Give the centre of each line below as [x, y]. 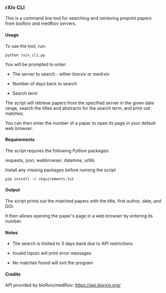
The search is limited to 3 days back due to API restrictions [72, 244]
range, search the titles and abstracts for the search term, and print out [78, 108]
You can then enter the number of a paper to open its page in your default [81, 123]
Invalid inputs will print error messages [52, 253]
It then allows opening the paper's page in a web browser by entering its [79, 216]
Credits [13, 274]
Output [13, 190]
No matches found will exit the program [53, 263]
